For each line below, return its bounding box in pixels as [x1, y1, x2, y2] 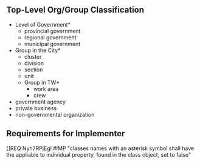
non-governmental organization [15, 111, 95, 118]
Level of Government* [15, 21, 71, 28]
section [24, 66, 43, 73]
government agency [15, 98, 66, 105]
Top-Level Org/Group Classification [6, 5, 145, 15]
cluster [24, 53, 42, 60]
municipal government [24, 40, 81, 47]
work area [33, 85, 59, 93]
